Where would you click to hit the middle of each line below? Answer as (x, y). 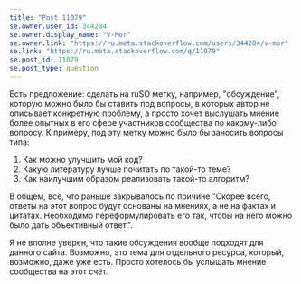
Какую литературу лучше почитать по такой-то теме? (127, 169)
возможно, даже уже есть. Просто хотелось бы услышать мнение (138, 261)
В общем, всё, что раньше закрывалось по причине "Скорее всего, (140, 196)
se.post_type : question (54, 69)
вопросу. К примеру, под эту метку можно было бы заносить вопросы (146, 132)
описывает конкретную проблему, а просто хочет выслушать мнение (145, 113)
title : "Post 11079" (48, 18)
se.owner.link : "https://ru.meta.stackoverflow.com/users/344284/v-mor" (149, 43)
